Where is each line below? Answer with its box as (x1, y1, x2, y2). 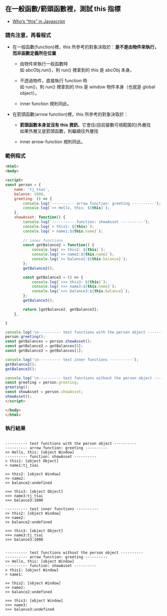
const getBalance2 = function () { (23, 242, 94, 248)
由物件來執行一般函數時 (19, 61, 68, 67)
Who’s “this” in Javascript (12, 18, 65, 24)
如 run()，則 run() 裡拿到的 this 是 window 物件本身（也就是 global (19, 84, 156, 90)
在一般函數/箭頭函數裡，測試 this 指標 (5, 4, 121, 13)
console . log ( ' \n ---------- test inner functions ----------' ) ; (5, 357, 139, 362)
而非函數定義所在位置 (12, 50, 56, 56)
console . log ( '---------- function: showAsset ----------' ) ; (23, 219, 150, 224)
